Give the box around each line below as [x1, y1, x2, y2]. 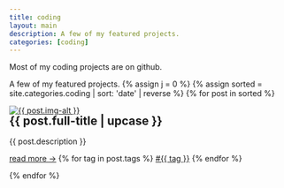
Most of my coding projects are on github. [9, 62, 163, 72]
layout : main [9, 21, 58, 30]
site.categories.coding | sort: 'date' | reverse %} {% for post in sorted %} [9, 88, 276, 99]
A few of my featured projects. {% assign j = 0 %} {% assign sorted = [9, 79, 263, 89]
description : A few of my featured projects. [9, 29, 180, 38]
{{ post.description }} [9, 136, 87, 147]
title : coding [9, 12, 62, 22]
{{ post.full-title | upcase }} [9, 114, 163, 129]
